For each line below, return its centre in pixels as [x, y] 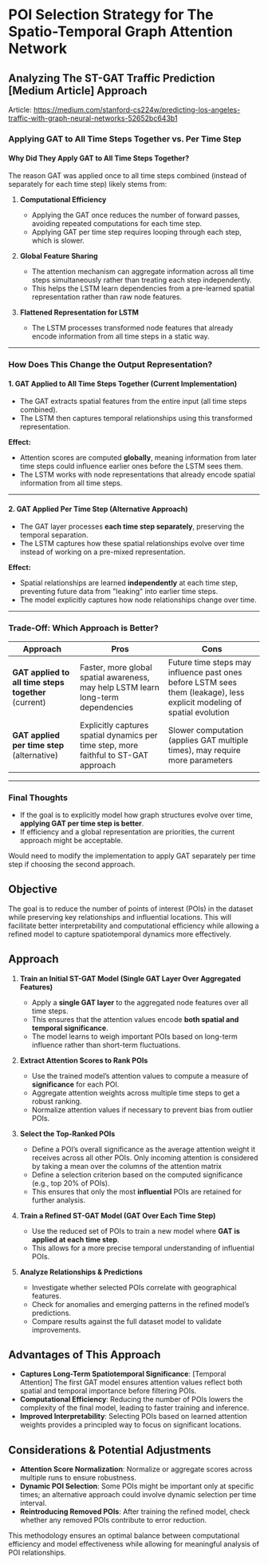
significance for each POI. [75, 1084]
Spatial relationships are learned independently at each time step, [129, 583]
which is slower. [58, 240]
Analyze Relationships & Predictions [81, 1272]
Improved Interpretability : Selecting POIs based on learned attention [133, 1416]
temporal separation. [54, 535]
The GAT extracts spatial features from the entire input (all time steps [133, 402]
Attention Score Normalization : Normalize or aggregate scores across [136, 1469]
